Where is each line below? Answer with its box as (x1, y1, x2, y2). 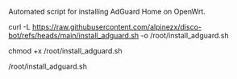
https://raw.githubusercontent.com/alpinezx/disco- (31, 22, 202, 31)
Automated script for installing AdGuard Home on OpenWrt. (8, 7, 206, 16)
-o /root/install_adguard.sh (140, 31, 229, 40)
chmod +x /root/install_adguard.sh (8, 46, 123, 55)
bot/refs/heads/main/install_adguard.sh (8, 31, 139, 40)
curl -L (8, 22, 31, 31)
